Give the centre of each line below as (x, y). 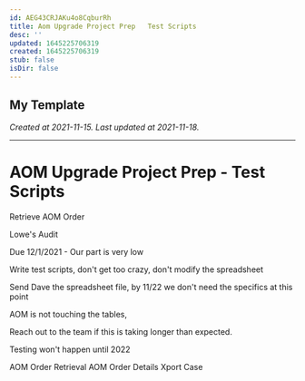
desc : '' (26, 34)
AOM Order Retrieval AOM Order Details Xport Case (106, 366)
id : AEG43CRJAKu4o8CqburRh (60, 18)
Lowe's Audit (34, 234)
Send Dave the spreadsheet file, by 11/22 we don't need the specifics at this (151, 287)
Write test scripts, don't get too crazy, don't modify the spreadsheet (137, 269)
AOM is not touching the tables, (68, 314)
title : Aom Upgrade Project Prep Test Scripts (103, 26)
